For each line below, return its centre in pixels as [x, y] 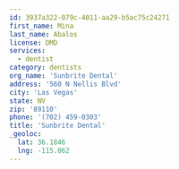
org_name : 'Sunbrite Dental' [64, 76]
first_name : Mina [42, 26]
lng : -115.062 [43, 150]
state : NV [28, 101]
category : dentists [46, 68]
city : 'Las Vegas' [43, 92]
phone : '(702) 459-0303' [55, 117]
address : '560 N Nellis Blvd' [66, 84]
